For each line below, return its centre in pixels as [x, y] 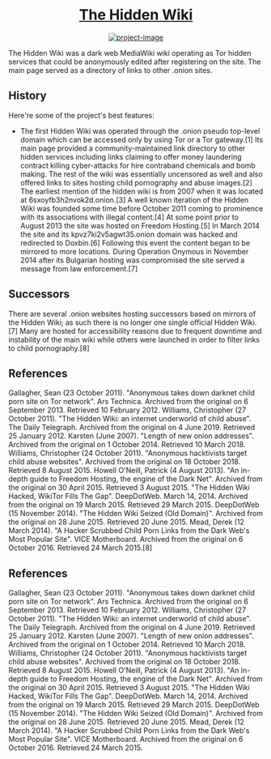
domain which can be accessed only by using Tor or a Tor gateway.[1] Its [142, 139]
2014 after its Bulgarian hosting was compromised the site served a [132, 260]
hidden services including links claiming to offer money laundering [131, 156]
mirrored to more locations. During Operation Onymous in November [134, 251]
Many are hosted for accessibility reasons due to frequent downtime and [141, 330]
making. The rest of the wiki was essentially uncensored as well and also [141, 174]
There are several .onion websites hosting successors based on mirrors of [132, 313]
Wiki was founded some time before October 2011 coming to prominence [142, 208]
